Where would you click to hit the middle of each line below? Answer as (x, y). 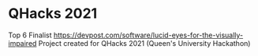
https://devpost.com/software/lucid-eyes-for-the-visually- (148, 35)
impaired (22, 43)
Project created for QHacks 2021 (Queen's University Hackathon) (144, 43)
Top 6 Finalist (30, 35)
